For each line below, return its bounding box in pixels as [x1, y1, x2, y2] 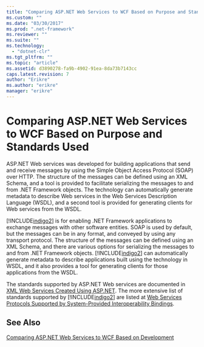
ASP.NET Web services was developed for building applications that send [6, 160, 191, 167]
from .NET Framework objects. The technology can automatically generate [6, 186, 193, 193]
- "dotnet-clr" [12, 49, 50, 55]
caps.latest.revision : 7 [6, 71, 69, 77]
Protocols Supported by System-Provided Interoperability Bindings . [6, 300, 175, 307]
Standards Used [6, 140, 89, 154]
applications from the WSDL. [6, 269, 78, 276]
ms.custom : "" [6, 15, 42, 21]
